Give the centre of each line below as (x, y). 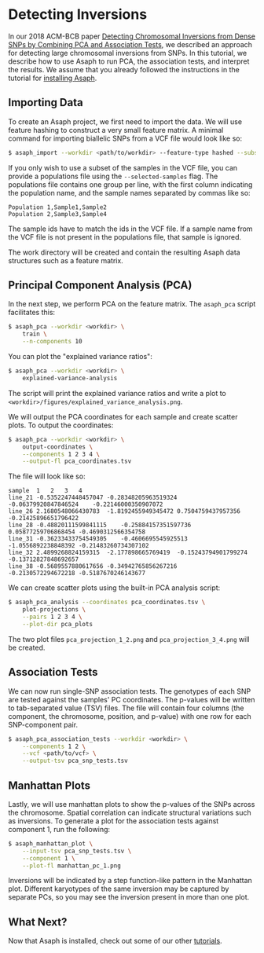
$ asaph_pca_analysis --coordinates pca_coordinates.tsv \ (107, 603)
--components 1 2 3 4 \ (61, 454)
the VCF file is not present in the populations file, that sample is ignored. (125, 236)
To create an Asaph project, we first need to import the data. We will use (125, 121)
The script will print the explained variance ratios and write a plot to (117, 393)
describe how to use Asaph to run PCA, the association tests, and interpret (129, 61)
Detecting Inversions (78, 15)
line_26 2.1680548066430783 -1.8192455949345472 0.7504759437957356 (125, 511)
